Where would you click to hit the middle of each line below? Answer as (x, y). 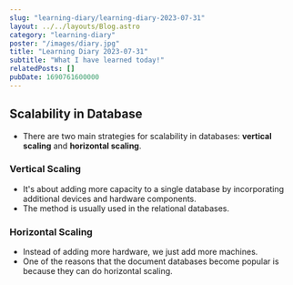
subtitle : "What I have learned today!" (87, 60)
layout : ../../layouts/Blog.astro (75, 26)
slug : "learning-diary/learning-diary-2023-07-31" (107, 18)
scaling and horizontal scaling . (82, 146)
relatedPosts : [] (42, 69)
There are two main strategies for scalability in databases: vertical (147, 136)
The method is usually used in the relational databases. (126, 208)
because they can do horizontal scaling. (97, 271)
